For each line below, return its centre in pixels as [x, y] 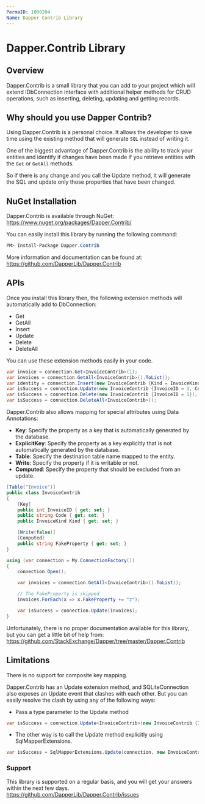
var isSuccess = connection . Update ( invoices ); [77, 611]
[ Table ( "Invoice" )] [31, 487]
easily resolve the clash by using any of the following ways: [81, 700]
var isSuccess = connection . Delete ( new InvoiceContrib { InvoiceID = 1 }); [102, 395]
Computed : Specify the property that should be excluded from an [98, 470]
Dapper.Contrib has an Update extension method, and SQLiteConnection [98, 687]
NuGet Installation [41, 201]
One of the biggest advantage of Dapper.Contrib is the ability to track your [100, 151]
